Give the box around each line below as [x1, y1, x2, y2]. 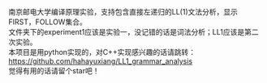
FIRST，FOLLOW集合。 [8, 17, 87, 27]
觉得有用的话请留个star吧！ [8, 66, 100, 75]
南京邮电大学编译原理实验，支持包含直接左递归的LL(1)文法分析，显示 [8, 7, 238, 16]
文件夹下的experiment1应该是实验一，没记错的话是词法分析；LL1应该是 [8, 27, 245, 36]
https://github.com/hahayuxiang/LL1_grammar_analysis [8, 56, 193, 66]
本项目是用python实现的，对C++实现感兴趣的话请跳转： [8, 48, 196, 56]
